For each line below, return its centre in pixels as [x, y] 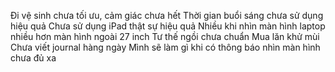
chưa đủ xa [33, 58]
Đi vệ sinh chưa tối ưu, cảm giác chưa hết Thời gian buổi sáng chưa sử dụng [167, 15]
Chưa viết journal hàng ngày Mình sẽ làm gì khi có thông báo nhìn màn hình [165, 47]
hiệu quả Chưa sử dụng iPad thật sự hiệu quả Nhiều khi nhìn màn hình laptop [168, 26]
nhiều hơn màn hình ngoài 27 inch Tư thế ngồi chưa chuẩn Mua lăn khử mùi [165, 36]
